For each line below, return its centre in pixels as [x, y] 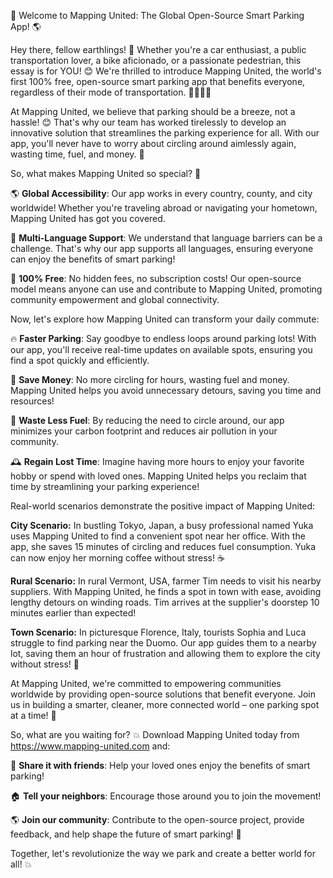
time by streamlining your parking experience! [105, 486]
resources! [32, 401]
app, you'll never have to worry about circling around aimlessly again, [153, 143]
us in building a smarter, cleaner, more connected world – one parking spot [165, 704]
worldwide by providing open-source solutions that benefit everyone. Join [163, 694]
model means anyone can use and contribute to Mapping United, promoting [166, 289]
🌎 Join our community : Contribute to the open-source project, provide [157, 819]
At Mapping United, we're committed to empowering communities [146, 683]
